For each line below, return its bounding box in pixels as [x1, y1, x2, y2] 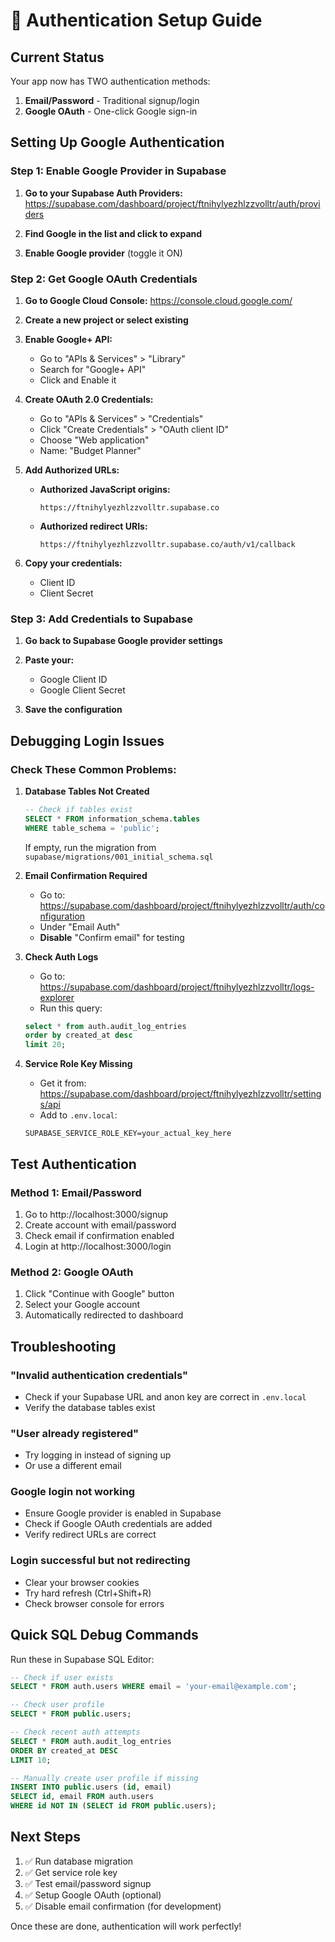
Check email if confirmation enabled [24, 1229, 175, 1241]
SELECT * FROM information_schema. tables [24, 814, 201, 824]
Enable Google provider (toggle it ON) [24, 247, 183, 259]
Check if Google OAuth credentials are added [24, 1518, 213, 1530]
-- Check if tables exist [24, 804, 133, 814]
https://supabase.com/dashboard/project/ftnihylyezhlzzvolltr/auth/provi [24, 197, 321, 209]
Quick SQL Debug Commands [10, 1627, 199, 1644]
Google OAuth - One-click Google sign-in [24, 105, 198, 117]
